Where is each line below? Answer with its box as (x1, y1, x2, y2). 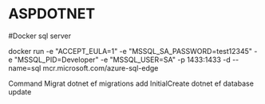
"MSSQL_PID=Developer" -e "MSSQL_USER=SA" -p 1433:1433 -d (14, 55, 231, 64)
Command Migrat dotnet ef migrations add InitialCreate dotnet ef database (8, 79, 254, 88)
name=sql (8, 63, 42, 72)
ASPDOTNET (8, 5, 96, 23)
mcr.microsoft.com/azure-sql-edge (42, 63, 159, 72)
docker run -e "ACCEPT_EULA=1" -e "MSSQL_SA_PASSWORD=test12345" (8, 46, 253, 56)
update (8, 87, 32, 96)
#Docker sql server (8, 31, 72, 40)
